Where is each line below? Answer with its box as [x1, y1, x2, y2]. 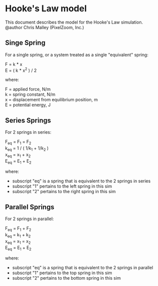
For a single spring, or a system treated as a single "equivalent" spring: [5, 52, 149, 57]
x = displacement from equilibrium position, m [5, 97, 98, 103]
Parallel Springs [5, 202, 54, 211]
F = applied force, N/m [5, 86, 51, 92]
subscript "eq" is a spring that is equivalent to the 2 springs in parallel [12, 265, 154, 271]
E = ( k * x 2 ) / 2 [5, 66, 37, 73]
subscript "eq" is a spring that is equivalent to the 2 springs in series [12, 178, 151, 184]
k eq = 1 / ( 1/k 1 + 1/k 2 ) [5, 145, 49, 152]
